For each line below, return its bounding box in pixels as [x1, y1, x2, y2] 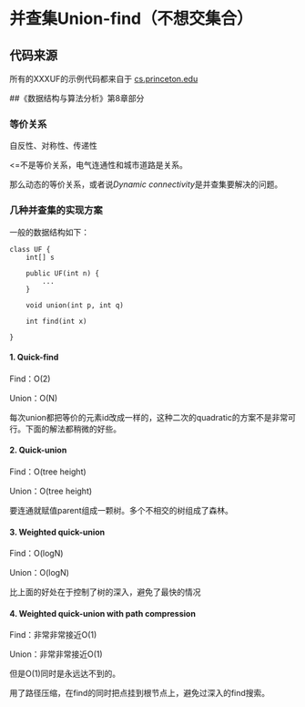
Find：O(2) [9, 373, 51, 384]
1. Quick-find [9, 352, 59, 363]
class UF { [9, 244, 51, 254]
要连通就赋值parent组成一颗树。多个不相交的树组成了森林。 [9, 505, 234, 515]
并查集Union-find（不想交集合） [9, 8, 253, 29]
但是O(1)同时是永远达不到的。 [9, 668, 121, 680]
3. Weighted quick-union [9, 526, 106, 537]
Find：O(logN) [9, 548, 64, 559]
